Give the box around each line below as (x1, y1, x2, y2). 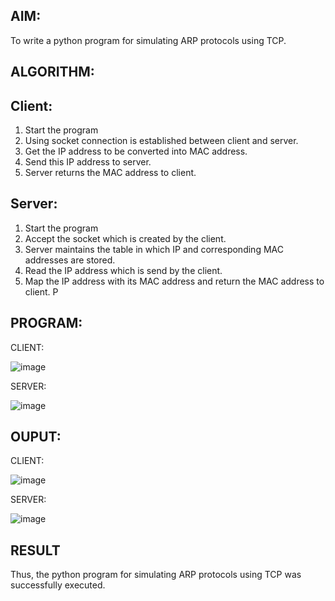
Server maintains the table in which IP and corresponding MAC (24, 243, 284, 255)
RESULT (10, 542, 61, 559)
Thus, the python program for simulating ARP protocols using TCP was (10, 569, 302, 581)
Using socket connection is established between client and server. (24, 135, 299, 147)
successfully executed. (10, 579, 106, 591)
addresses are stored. (24, 254, 116, 266)
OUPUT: (10, 429, 62, 446)
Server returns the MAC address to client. (24, 167, 197, 179)
